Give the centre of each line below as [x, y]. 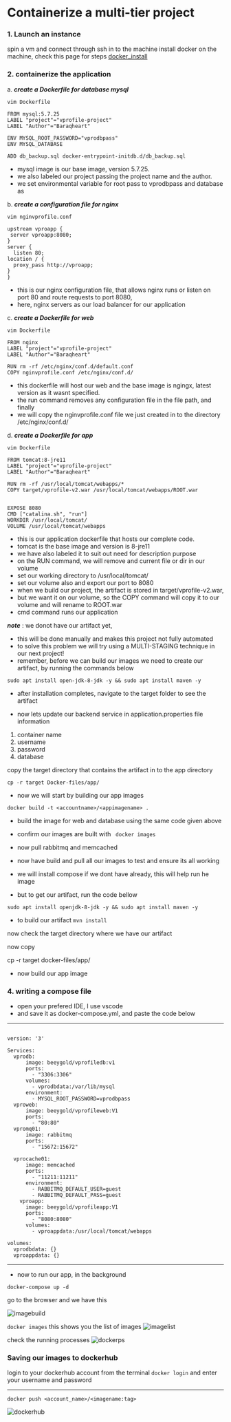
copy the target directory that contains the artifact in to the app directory [110, 770]
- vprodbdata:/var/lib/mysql [74, 1087]
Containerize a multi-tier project [101, 13]
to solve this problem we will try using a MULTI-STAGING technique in [116, 646]
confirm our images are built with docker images [86, 834]
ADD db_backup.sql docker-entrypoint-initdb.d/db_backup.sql [97, 156]
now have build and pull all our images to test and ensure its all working [118, 860]
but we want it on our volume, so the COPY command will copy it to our [118, 597]
